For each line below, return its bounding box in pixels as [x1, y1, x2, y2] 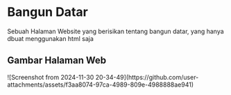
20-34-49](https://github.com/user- [95, 73, 199, 81]
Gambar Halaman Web [7, 55, 106, 67]
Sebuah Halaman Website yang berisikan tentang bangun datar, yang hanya [7, 27, 224, 35]
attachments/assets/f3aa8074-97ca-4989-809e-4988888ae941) [7, 80, 194, 89]
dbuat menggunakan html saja [7, 34, 94, 42]
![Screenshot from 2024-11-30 [7, 73, 94, 81]
